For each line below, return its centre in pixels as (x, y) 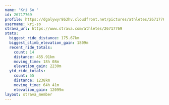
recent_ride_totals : (31, 47)
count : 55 (24, 76)
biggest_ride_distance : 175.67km (44, 38)
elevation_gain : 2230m (38, 66)
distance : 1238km (32, 80)
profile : (14, 19)
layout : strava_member (29, 94)
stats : (12, 33)
